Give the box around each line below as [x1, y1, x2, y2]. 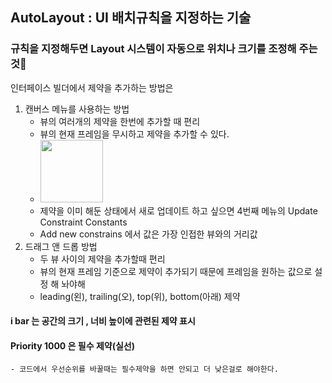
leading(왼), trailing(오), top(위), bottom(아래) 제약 [39, 290, 241, 302]
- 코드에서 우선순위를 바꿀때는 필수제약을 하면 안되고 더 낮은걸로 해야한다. [10, 364, 279, 375]
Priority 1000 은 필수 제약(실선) [10, 339, 135, 352]
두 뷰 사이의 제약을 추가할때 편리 [39, 253, 166, 265]
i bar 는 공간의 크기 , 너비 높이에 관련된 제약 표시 [10, 315, 196, 327]
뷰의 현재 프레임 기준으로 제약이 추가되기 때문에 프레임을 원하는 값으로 [39, 265, 313, 277]
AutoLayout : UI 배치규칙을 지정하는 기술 [10, 9, 252, 27]
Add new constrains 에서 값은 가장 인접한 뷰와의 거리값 [39, 228, 258, 240]
